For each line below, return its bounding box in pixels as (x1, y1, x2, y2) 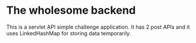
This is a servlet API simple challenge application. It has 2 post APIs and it (6, 23, 191, 30)
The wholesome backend (6, 4, 136, 17)
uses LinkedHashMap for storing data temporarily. (6, 29, 131, 36)
